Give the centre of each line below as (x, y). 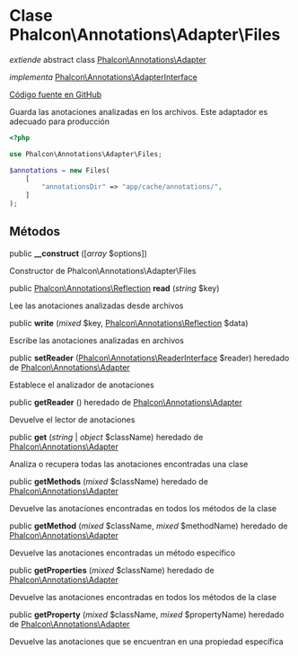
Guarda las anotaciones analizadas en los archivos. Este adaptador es (139, 111)
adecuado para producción (60, 121)
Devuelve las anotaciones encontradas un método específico (123, 553)
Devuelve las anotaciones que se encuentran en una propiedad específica (147, 641)
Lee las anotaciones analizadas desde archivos (96, 306)
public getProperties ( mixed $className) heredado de (112, 570)
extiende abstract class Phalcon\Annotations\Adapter (108, 59)
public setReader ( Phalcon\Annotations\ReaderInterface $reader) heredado (149, 358)
